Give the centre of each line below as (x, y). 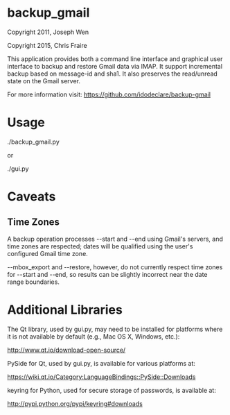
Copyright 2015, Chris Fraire (47, 45)
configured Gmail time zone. (47, 253)
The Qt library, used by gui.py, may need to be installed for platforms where (115, 329)
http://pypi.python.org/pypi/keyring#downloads (75, 403)
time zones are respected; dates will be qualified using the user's (100, 246)
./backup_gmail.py (34, 142)
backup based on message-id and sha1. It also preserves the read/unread (113, 74)
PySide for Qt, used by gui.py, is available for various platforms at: (101, 363)
